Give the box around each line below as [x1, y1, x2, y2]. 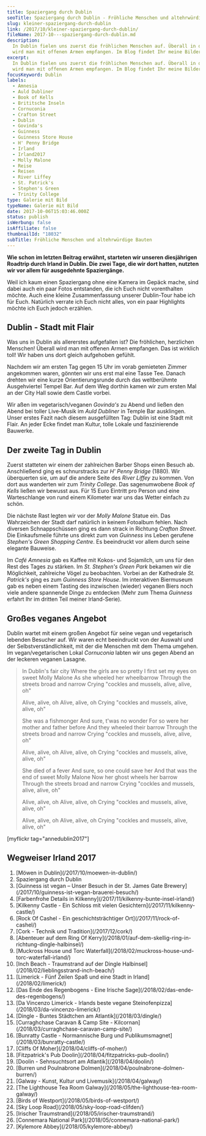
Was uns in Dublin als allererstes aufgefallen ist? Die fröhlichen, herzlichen [7, 338, 194, 346]
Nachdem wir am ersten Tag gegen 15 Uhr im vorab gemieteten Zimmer [7, 363, 187, 371]
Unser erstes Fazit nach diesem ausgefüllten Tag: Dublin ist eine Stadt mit [7, 414, 193, 421]
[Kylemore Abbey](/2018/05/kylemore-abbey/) [15, 1123, 133, 1130]
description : [7, 37, 40, 43]
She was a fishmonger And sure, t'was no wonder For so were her [21, 717, 189, 724]
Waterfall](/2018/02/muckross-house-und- [86, 947, 194, 954]
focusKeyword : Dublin [7, 72, 62, 78]
